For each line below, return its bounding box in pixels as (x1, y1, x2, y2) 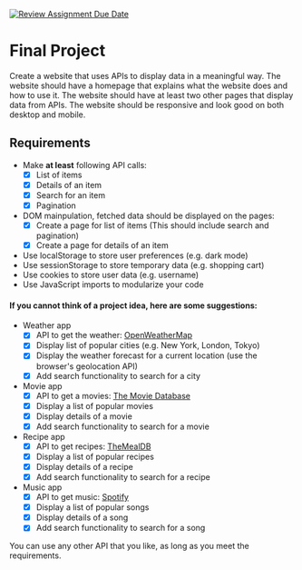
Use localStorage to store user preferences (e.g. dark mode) (22, 250, 248, 261)
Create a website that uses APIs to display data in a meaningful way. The (9, 70, 281, 81)
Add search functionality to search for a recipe (35, 472, 210, 483)
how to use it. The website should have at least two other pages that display (9, 89, 294, 100)
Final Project (9, 41, 106, 61)
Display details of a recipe (35, 461, 133, 472)
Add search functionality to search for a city (35, 370, 201, 381)
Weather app (22, 320, 72, 331)
